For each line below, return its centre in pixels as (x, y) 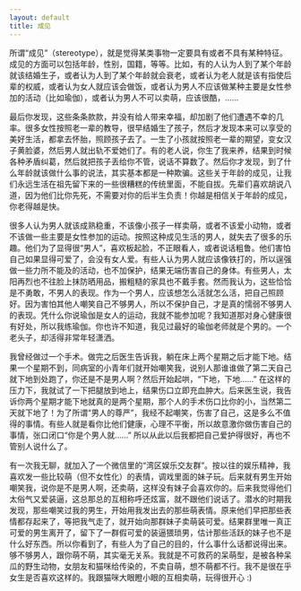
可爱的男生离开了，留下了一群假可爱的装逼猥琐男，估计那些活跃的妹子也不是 (150, 532)
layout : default (39, 17)
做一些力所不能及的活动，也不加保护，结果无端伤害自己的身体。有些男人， (146, 270)
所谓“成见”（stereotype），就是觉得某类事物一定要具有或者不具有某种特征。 (149, 52)
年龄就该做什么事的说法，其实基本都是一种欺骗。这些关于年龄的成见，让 (150, 172)
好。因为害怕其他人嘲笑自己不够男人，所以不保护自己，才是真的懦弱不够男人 (150, 304)
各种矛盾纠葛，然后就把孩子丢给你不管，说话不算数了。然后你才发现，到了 (146, 161)
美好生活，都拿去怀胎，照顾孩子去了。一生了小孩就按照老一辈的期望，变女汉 (150, 139)
